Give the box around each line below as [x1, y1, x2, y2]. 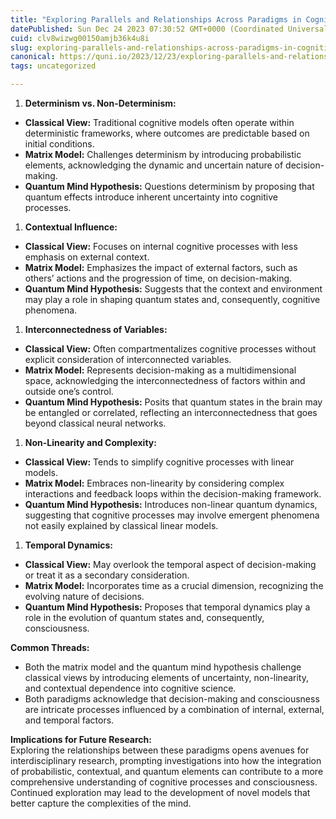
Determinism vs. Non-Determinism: [24, 97, 177, 109]
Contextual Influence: [24, 221, 118, 233]
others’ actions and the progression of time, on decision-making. [24, 272, 293, 284]
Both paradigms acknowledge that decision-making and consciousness [24, 693, 320, 705]
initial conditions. [24, 138, 95, 150]
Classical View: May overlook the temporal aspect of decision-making [24, 559, 317, 570]
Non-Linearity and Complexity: [24, 437, 157, 448]
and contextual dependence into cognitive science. [24, 682, 237, 694]
